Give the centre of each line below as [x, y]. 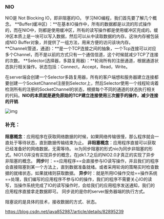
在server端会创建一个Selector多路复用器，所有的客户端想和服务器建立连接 [80, 77]
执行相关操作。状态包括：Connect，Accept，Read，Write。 [70, 67]
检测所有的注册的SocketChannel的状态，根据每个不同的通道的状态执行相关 [80, 89]
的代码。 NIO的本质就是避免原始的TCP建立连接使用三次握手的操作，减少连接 [82, 96]
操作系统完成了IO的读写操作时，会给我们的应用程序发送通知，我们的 [86, 185]
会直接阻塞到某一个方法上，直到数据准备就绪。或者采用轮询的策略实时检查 [80, 167]
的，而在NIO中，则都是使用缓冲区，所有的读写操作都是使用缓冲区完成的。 [80, 30]
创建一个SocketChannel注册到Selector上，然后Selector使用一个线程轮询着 [84, 83]
